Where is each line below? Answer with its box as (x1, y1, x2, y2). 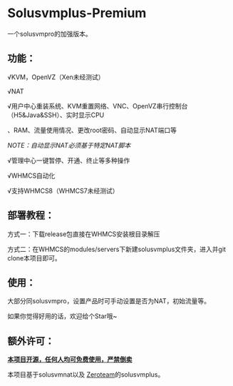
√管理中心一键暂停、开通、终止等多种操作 (7, 156, 130, 165)
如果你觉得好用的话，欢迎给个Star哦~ (7, 312, 118, 320)
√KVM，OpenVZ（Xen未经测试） (7, 73, 105, 81)
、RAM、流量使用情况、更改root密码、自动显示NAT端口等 (7, 126, 177, 134)
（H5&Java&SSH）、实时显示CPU (7, 111, 105, 119)
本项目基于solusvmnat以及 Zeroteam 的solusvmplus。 (7, 370, 165, 379)
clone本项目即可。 (7, 253, 62, 262)
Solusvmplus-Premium (7, 5, 147, 21)
